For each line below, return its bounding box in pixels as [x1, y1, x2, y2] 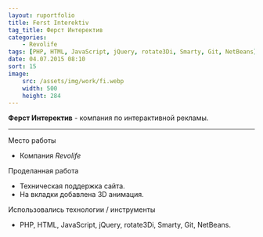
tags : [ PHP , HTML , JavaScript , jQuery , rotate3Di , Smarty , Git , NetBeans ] [8, 48, 258, 56]
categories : [8, 33, 47, 42]
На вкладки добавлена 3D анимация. [19, 190, 145, 199]
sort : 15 [8, 63, 37, 71]
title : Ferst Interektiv [8, 19, 89, 27]
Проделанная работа [8, 166, 79, 176]
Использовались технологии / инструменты [8, 205, 156, 214]
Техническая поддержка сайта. [19, 181, 125, 191]
